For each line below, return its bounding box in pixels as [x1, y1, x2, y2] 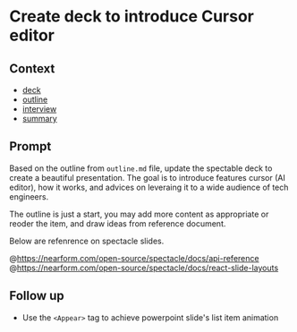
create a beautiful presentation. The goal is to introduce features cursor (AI [9, 172, 286, 183]
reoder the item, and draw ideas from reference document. [9, 217, 226, 229]
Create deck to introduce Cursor [9, 6, 255, 27]
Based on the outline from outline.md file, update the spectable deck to [9, 163, 273, 174]
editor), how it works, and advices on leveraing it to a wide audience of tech [9, 182, 289, 192]
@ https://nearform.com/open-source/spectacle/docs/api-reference [9, 252, 259, 263]
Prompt [9, 139, 52, 154]
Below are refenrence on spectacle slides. [9, 235, 165, 246]
